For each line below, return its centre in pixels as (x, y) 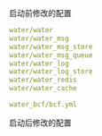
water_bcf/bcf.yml (43, 105)
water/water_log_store (51, 72)
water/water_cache (43, 89)
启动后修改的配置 (40, 123)
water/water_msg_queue (51, 55)
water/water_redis (43, 80)
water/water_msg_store (51, 47)
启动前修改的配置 (40, 13)
